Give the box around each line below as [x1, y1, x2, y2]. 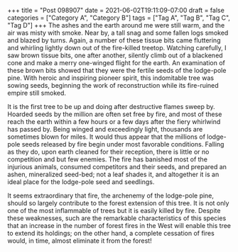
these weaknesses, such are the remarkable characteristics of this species [7, 214, 227, 222]
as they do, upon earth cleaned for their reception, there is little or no [7, 148, 210, 156]
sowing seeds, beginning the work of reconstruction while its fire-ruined [7, 81, 219, 89]
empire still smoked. [7, 88, 66, 97]
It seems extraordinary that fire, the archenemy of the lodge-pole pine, [7, 191, 215, 200]
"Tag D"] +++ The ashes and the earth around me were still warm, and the [7, 21, 225, 29]
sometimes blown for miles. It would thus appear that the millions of [7, 132, 206, 141]
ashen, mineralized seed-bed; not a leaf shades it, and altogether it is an [7, 170, 220, 178]
